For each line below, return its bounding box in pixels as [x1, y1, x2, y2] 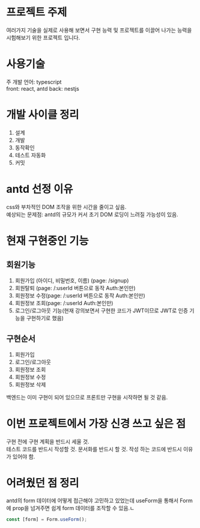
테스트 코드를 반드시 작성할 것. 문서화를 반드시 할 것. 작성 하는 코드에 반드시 [6, 445, 182, 452]
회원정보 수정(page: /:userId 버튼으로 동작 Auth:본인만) [14, 292, 145, 299]
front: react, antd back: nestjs [6, 85, 79, 92]
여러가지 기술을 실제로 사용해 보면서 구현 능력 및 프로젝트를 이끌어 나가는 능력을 [6, 26, 192, 34]
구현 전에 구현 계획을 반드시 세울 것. [6, 438, 89, 445]
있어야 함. [12, 453, 35, 460]
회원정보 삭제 [14, 381, 46, 388]
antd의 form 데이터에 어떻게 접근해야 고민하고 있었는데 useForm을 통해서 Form [6, 497, 193, 505]
